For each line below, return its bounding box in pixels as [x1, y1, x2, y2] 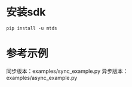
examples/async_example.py [6, 74, 78, 81]
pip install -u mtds [6, 25, 58, 31]
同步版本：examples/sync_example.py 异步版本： [6, 67, 128, 75]
